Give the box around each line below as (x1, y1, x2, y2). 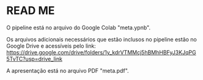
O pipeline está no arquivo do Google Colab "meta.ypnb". (6, 24, 151, 31)
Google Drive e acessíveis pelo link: (6, 42, 96, 49)
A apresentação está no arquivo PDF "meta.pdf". (6, 67, 130, 74)
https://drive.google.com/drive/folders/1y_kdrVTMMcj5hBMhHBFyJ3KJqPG (6, 48, 197, 56)
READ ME (6, 4, 55, 18)
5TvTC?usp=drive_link (6, 55, 63, 62)
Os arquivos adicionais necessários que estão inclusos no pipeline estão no (6, 35, 197, 43)
